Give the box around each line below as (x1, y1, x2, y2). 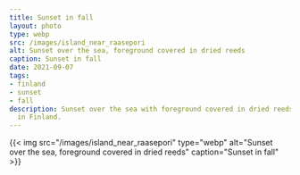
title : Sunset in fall (9, 12, 94, 22)
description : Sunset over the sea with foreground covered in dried (9, 104, 270, 113)
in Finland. (17, 112, 62, 121)
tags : (9, 71, 29, 80)
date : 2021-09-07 (9, 63, 74, 72)
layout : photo (9, 21, 62, 30)
